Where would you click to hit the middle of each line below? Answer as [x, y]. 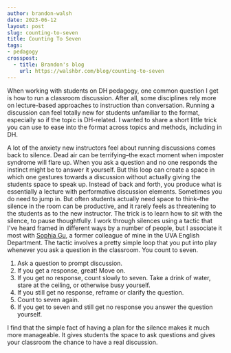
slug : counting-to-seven [43, 33]
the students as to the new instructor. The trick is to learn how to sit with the [115, 213]
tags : [15, 45]
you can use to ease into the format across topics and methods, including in [114, 127]
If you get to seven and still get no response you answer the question [115, 307]
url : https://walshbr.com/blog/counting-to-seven [92, 71]
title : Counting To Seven [44, 39]
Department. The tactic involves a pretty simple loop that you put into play [112, 242]
